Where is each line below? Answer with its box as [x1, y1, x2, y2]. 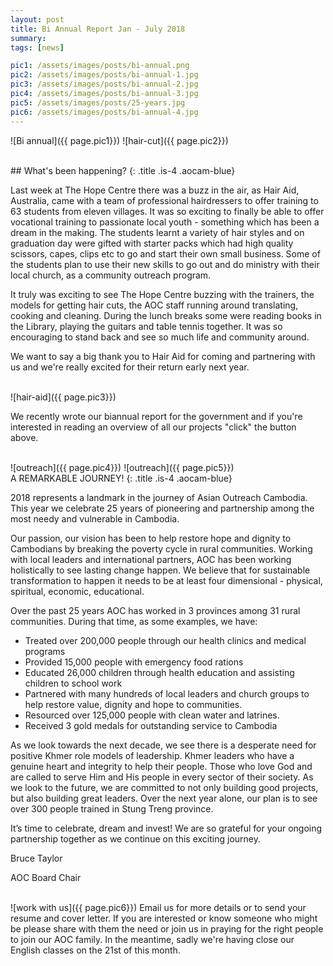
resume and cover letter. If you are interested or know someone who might [10, 912, 318, 924]
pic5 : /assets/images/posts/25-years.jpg [10, 97, 186, 108]
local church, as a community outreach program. [10, 269, 212, 281]
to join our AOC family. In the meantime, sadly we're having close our [10, 933, 295, 945]
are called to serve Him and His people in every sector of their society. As [10, 771, 314, 783]
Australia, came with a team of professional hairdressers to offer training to [10, 194, 319, 206]
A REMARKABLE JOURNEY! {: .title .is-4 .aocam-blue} [10, 472, 233, 484]
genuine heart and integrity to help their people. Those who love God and [10, 760, 313, 772]
